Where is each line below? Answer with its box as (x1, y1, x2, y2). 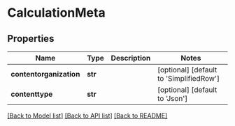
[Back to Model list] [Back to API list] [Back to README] (7, 111, 168, 120)
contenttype (10, 89, 53, 99)
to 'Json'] (157, 94, 188, 103)
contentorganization (10, 70, 80, 79)
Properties (7, 33, 55, 45)
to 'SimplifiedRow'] (157, 74, 220, 83)
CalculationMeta (7, 5, 106, 21)
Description (111, 54, 151, 63)
